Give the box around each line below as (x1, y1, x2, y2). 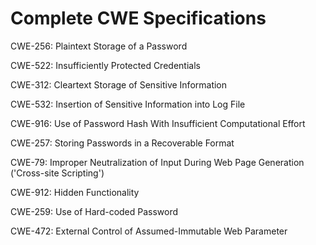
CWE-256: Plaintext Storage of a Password (10, 40, 188, 52)
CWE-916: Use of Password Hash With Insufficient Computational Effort (10, 117, 306, 129)
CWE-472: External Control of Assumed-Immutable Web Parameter (10, 225, 288, 237)
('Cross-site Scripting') (10, 167, 105, 179)
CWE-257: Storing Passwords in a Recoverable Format (10, 137, 235, 149)
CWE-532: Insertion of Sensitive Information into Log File (10, 98, 246, 110)
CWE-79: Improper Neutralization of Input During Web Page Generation (10, 156, 305, 168)
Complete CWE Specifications (10, 7, 267, 30)
